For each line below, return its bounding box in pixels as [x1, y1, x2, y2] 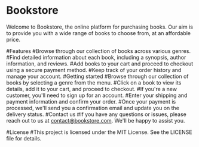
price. [6, 36, 21, 43]
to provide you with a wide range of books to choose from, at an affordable [6, 29, 191, 36]
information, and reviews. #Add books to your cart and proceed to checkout [6, 60, 194, 67]
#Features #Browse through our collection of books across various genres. [6, 47, 191, 54]
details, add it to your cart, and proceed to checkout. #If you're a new [6, 85, 177, 92]
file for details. [6, 135, 42, 142]
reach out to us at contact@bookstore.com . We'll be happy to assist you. [6, 117, 185, 124]
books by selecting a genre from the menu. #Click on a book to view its [6, 79, 182, 86]
